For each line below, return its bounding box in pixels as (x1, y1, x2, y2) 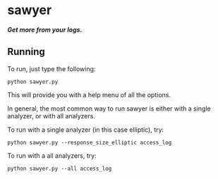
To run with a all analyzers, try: (7, 151, 97, 160)
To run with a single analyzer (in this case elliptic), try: (7, 125, 164, 134)
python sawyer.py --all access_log (7, 165, 112, 172)
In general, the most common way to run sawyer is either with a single (7, 104, 211, 113)
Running (7, 46, 46, 58)
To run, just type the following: (7, 64, 96, 73)
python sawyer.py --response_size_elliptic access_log (7, 139, 172, 146)
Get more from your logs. (7, 25, 83, 34)
